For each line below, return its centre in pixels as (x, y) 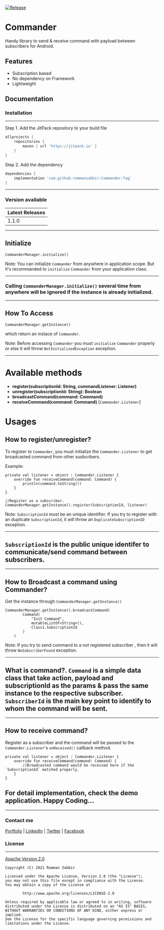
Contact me (19, 820)
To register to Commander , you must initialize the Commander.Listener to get (79, 451)
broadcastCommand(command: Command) (58, 397)
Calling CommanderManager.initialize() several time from (73, 286)
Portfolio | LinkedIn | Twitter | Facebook (45, 831)
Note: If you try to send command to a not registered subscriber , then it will (81, 645)
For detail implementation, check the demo (72, 793)
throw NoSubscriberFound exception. (41, 650)
